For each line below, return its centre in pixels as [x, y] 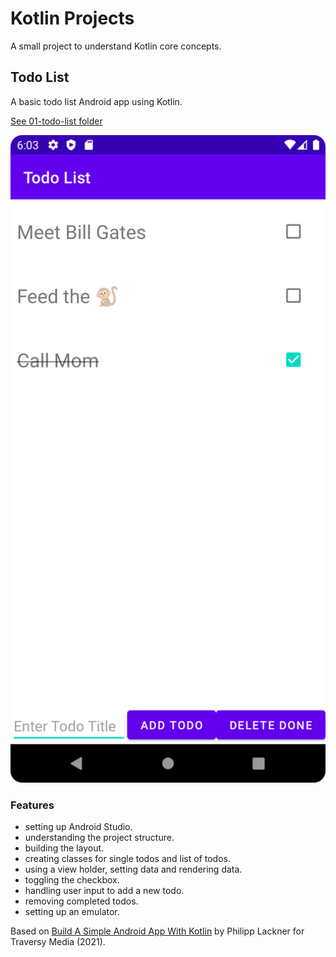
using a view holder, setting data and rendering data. [133, 869]
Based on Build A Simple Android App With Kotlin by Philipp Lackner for [157, 931]
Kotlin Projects [72, 18]
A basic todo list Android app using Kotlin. [96, 101]
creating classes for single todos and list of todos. [127, 859]
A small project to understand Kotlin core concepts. [116, 46]
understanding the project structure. [99, 838]
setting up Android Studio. [78, 827]
